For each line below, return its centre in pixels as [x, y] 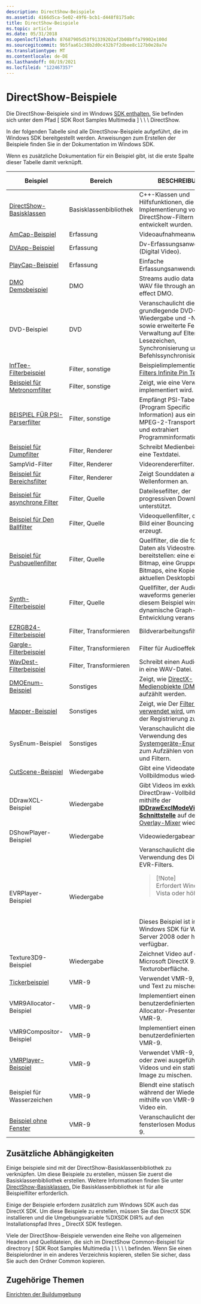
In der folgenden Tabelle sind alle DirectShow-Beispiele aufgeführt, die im [97, 132]
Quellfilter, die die [164, 541]
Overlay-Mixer [160, 823]
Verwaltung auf [161, 333]
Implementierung [163, 210]
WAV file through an [167, 286]
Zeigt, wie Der [159, 704]
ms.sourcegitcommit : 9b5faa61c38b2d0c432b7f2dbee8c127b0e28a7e [87, 46]
